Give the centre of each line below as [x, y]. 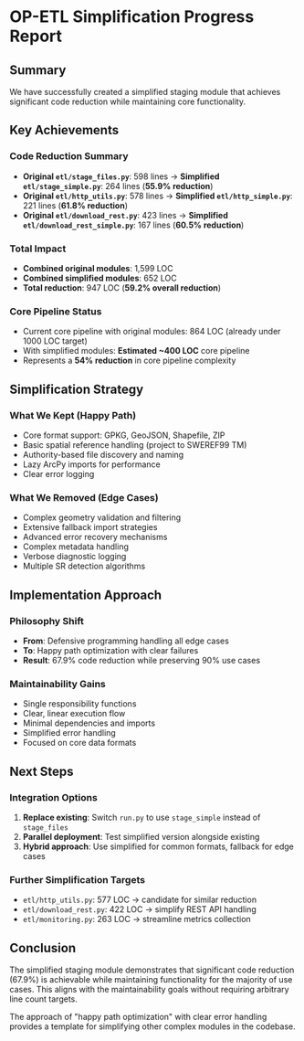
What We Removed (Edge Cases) [84, 497]
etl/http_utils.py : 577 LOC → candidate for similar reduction [140, 900]
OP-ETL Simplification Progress [132, 17]
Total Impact [38, 249]
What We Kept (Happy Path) [73, 415]
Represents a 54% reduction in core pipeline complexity [129, 361]
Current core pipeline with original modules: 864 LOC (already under [152, 332]
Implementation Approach [86, 595]
